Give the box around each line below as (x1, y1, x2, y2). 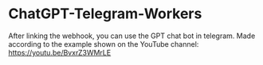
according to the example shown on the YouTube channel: (8, 39, 199, 48)
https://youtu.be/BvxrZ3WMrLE (8, 48, 112, 57)
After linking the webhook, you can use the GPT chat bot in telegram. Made (8, 31, 256, 40)
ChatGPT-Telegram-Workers (8, 5, 202, 23)
